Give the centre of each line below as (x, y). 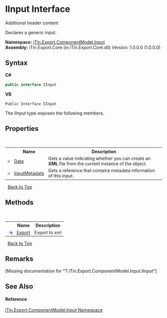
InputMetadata (29, 173)
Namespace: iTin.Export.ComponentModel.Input (55, 42)
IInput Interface (38, 9)
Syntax (16, 63)
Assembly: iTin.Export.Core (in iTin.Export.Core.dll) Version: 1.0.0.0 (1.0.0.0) (83, 47)
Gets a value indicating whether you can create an (99, 159)
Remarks (19, 259)
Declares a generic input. (31, 32)
